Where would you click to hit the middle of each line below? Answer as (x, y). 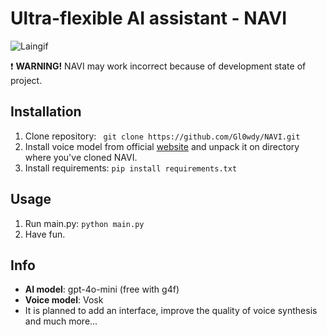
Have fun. (45, 234)
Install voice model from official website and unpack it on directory (162, 146)
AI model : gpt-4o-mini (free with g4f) (102, 289)
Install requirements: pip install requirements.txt (131, 168)
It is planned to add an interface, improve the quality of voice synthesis (171, 311)
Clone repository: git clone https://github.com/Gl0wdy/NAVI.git (162, 136)
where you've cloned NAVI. (81, 157)
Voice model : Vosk (64, 300)
